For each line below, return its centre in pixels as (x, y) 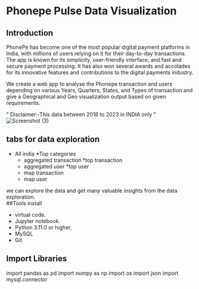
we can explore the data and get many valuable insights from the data (92, 190)
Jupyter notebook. (38, 221)
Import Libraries (37, 259)
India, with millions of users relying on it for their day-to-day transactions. (96, 54)
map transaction (44, 172)
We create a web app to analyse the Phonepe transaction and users (89, 84)
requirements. (23, 103)
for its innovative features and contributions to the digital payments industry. (100, 72)
